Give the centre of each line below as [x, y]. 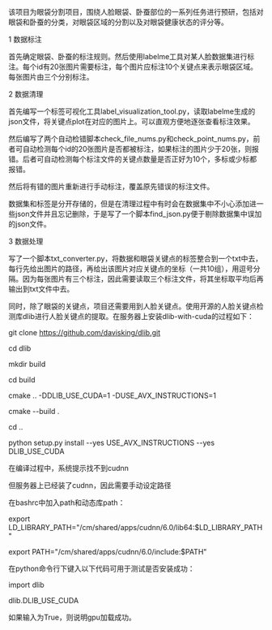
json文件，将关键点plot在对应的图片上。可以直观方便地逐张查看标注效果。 [132, 121]
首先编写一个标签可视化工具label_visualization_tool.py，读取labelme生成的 [132, 111]
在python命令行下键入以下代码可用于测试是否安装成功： [102, 568]
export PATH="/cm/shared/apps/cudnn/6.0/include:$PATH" [108, 552]
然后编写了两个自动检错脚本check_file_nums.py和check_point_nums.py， [131, 139]
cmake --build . [34, 411]
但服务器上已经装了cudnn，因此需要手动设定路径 [90, 485]
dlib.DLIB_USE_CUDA [44, 600]
